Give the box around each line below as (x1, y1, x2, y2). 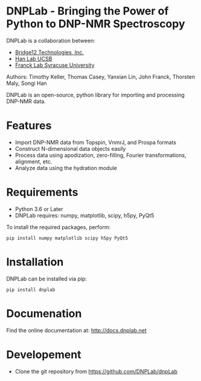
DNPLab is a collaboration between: (6, 37, 95, 44)
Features (6, 119, 52, 133)
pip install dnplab (6, 286, 56, 293)
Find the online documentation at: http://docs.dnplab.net (6, 327, 147, 334)
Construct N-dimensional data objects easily (14, 145, 126, 152)
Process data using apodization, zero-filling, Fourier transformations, (14, 151, 187, 159)
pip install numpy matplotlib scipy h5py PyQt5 (6, 235, 129, 241)
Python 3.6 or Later (14, 205, 63, 212)
